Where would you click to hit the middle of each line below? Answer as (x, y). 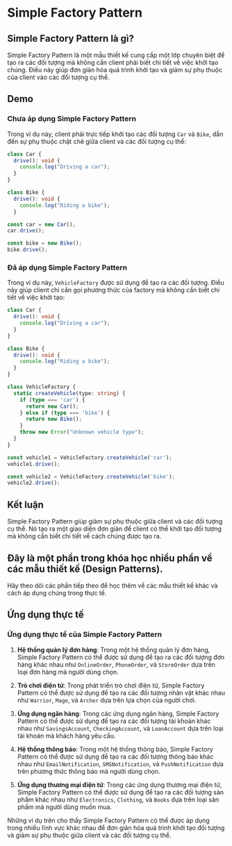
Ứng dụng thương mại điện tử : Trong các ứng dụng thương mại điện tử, (119, 785)
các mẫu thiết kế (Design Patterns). (85, 569)
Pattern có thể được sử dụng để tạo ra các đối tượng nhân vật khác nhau (121, 692)
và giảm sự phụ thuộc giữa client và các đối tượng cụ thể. (89, 835)
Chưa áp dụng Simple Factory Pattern (72, 119)
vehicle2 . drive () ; (34, 483)
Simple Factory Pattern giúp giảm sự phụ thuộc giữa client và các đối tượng (115, 522)
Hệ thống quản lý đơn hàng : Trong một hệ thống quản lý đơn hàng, (114, 649)
